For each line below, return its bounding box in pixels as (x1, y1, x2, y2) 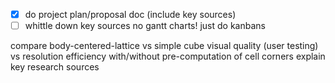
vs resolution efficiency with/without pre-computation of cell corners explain (10, 50, 326, 63)
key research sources (10, 61, 100, 73)
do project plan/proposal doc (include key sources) (24, 9, 237, 20)
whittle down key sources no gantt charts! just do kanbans (24, 20, 266, 32)
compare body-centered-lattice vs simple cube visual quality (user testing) (10, 40, 319, 52)
